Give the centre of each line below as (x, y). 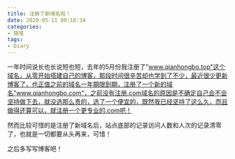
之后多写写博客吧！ (35, 149)
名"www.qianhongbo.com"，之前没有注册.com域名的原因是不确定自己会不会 (117, 93)
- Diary (19, 46)
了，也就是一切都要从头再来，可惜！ (59, 134)
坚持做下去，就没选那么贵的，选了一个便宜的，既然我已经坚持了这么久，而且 (117, 101)
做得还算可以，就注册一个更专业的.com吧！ (70, 110)
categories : (24, 26)
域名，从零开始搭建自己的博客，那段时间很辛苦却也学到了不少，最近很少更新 (117, 75)
